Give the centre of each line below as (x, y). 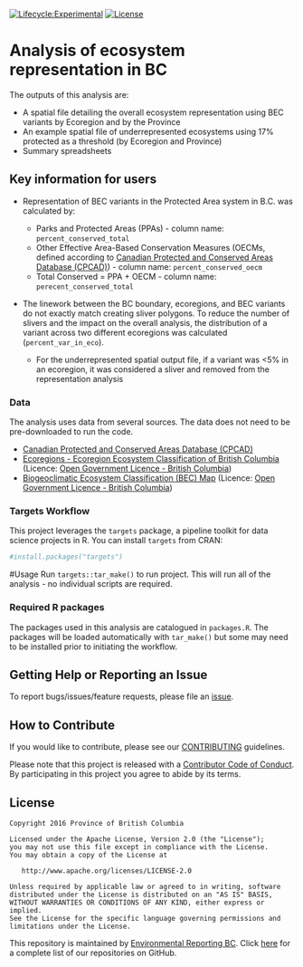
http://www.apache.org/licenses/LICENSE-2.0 (107, 871)
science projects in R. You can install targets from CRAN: (116, 541)
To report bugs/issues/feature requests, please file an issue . (122, 696)
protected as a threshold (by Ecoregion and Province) (122, 141)
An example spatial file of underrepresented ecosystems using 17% (148, 131)
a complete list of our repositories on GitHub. (93, 953)
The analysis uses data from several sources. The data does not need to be (150, 422)
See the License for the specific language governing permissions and (145, 918)
